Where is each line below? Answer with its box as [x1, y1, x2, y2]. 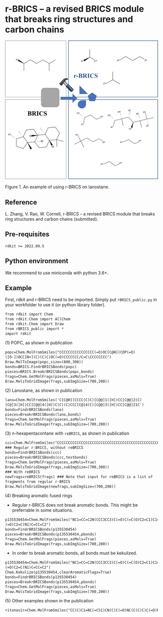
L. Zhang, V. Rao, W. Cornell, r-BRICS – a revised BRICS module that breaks [5, 211, 155, 217]
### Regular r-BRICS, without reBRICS [5, 445, 83, 450]
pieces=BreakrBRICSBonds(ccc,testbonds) [5, 455, 88, 460]
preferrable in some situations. [12, 507, 74, 513]
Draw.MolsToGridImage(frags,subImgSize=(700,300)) [5, 465, 110, 470]
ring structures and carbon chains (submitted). [5, 216, 98, 222]
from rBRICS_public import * [5, 327, 64, 332]
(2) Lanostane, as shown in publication [5, 388, 82, 393]
